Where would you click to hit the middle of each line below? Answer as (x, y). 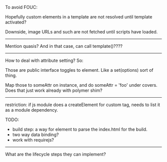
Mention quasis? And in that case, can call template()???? (64, 46)
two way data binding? (36, 135)
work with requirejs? (33, 140)
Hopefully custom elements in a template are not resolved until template (79, 17)
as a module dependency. (32, 110)
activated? (16, 22)
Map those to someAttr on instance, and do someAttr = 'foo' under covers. (81, 85)
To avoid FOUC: (21, 7)
